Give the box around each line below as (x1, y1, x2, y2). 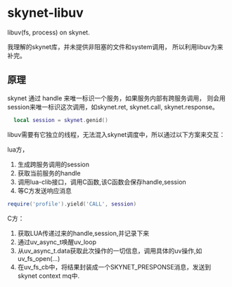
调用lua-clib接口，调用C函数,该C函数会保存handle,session (17, 178, 186, 186)
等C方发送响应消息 (17, 186, 72, 194)
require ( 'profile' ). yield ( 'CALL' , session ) (7, 200, 137, 208)
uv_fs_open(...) (17, 254, 60, 262)
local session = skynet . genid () (13, 116, 109, 124)
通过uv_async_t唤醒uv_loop (17, 237, 97, 246)
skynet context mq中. (17, 272, 79, 280)
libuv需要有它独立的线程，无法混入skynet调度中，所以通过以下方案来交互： (7, 130, 226, 138)
